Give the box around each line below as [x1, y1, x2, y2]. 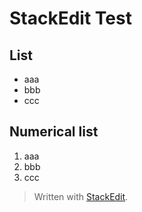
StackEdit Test [9, 7, 132, 30]
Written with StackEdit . [33, 190, 129, 202]
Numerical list [9, 123, 99, 141]
